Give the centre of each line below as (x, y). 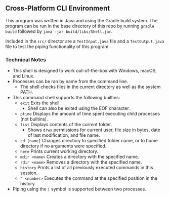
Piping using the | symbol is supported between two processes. (79, 189)
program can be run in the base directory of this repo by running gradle (80, 26)
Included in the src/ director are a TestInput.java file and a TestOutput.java (85, 41)
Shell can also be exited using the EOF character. (79, 108)
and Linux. (23, 76)
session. (29, 173)
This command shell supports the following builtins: (66, 98)
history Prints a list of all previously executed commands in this (87, 168)
